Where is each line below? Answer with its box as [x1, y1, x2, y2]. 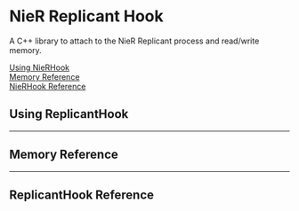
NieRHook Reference [9, 81, 86, 91]
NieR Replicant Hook [9, 6, 165, 27]
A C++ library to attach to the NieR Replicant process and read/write [9, 35, 260, 46]
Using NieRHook [9, 62, 69, 73]
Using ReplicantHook [9, 106, 129, 121]
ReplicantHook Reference [9, 187, 154, 202]
